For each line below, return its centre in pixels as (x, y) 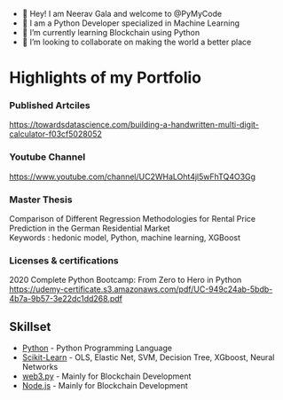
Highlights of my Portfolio (106, 78)
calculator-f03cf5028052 (55, 134)
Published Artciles (50, 106)
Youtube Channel (47, 157)
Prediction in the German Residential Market (90, 228)
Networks (40, 367)
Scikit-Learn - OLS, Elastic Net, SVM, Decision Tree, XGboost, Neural (148, 357)
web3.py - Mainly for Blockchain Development (106, 376)
